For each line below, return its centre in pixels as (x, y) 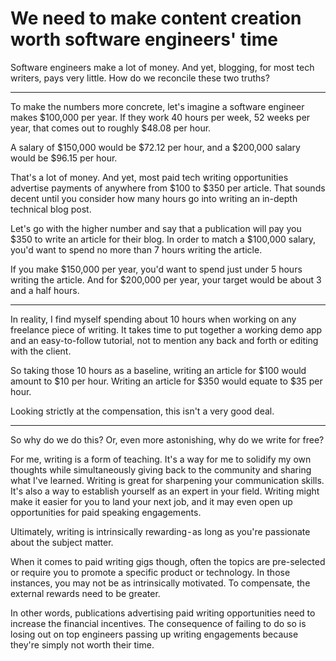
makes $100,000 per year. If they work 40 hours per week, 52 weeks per (160, 117)
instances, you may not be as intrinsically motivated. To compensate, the (160, 583)
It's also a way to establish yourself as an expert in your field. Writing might (165, 491)
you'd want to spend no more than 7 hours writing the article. (136, 249)
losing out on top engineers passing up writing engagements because (154, 634)
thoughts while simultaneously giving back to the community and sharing (161, 469)
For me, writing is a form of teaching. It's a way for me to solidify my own (161, 459)
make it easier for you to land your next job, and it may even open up (151, 501)
